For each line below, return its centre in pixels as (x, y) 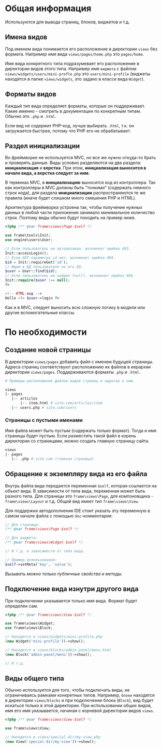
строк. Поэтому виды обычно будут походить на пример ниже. (70, 218)
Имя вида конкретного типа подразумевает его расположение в (72, 63)
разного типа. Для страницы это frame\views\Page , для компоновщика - (79, 496)
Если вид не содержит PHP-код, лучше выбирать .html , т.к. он (70, 125)
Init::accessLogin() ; (27, 253)
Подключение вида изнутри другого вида (72, 589)
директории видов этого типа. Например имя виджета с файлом (71, 68)
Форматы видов (31, 94)
